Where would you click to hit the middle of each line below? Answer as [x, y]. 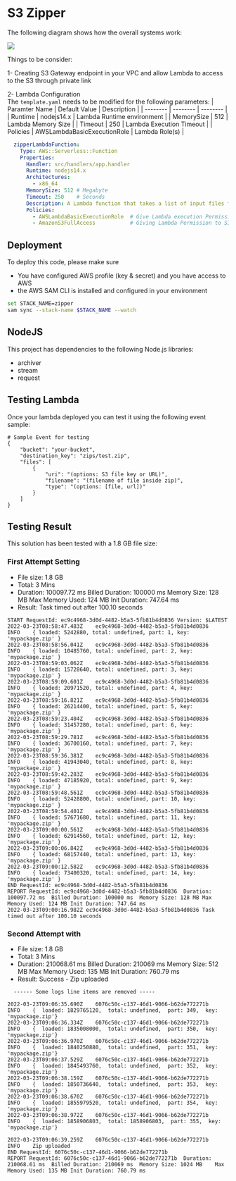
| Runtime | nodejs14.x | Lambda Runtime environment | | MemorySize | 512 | [118, 116]
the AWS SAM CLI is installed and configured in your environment [112, 291]
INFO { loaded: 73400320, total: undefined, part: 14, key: [102, 873]
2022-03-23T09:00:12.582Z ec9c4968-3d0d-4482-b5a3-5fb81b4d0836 [108, 867]
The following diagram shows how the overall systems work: [95, 32]
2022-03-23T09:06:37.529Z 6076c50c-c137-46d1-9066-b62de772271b [108, 1059]
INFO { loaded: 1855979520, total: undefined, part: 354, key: [113, 1103]
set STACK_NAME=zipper [40, 304]
